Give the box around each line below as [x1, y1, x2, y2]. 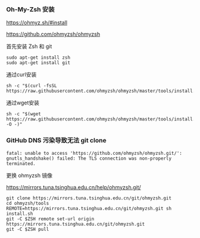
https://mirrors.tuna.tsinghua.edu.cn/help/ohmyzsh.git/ [6, 183, 141, 191]
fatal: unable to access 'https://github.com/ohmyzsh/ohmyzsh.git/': [6, 150, 183, 156]
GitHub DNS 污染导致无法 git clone [6, 137, 107, 145]
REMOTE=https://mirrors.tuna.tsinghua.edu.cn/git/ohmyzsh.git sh [6, 205, 171, 211]
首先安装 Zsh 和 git [6, 43, 52, 50]
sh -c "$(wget [6, 111, 42, 117]
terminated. [6, 160, 36, 167]
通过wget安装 [6, 99, 40, 106]
